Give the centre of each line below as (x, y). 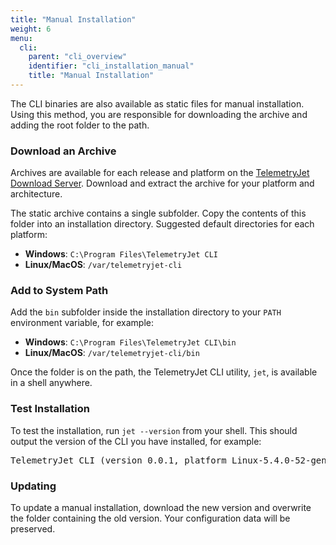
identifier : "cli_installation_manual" (111, 66)
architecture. (36, 194)
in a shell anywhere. (51, 383)
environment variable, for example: (82, 323)
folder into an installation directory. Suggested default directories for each (162, 224)
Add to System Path (59, 291)
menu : (21, 38)
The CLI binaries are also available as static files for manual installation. (157, 103)
